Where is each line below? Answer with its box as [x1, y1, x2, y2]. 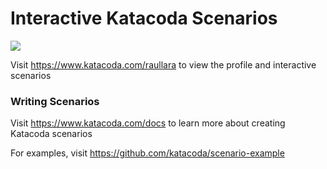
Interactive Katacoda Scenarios [10, 7, 278, 30]
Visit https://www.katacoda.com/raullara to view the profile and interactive [10, 58, 317, 71]
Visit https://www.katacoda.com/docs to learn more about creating [10, 117, 286, 129]
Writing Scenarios [10, 94, 100, 108]
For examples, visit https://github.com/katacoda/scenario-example [10, 147, 285, 159]
